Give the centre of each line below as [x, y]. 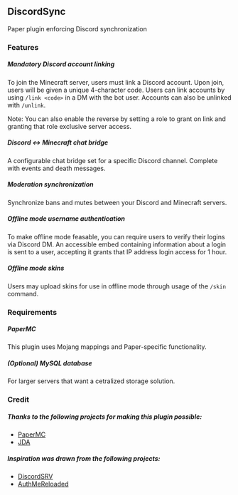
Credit [18, 400]
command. [23, 293]
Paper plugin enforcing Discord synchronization [77, 28]
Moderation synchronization [50, 184]
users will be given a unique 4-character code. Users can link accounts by [116, 90]
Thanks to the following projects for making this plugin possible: [105, 417]
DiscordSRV [35, 476]
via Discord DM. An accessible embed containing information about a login [117, 244]
